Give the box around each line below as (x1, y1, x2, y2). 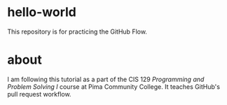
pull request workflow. (7, 90, 71, 98)
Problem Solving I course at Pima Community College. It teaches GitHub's (7, 82, 221, 91)
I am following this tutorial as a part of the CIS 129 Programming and (7, 75, 205, 83)
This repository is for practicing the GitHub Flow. (7, 27, 147, 36)
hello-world (7, 4, 77, 20)
